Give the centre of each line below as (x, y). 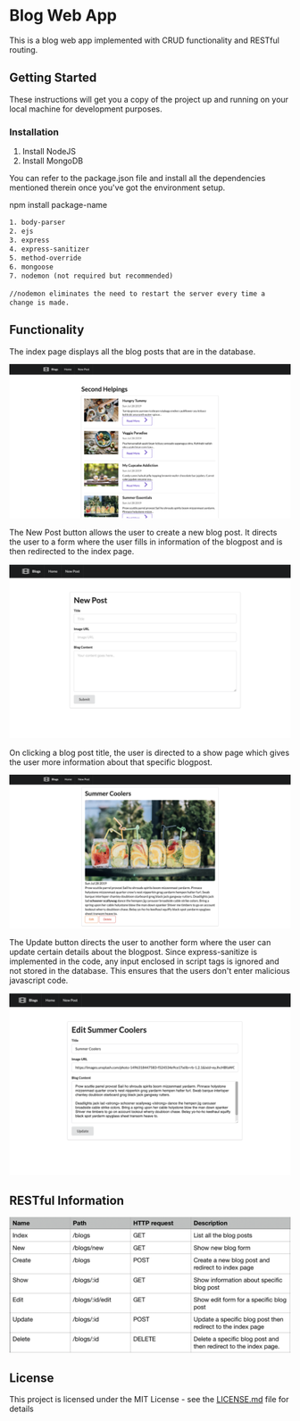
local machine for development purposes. (86, 109)
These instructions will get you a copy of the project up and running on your (149, 99)
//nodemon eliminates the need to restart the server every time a (137, 294)
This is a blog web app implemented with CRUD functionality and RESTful (144, 40)
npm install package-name (58, 205)
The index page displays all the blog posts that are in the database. (133, 351)
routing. (24, 49)
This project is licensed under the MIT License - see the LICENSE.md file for (149, 1400)
